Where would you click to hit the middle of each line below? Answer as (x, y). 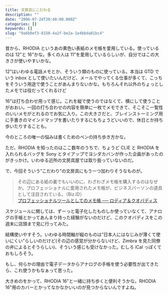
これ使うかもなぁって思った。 (45, 270)
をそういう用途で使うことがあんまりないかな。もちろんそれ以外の (73, 84)
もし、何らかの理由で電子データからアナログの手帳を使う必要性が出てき (80, 264)
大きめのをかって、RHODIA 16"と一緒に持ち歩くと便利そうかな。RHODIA (81, 281)
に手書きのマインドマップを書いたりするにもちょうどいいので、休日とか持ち (84, 120)
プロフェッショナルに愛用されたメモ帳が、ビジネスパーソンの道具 (95, 188)
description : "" (22, 15)
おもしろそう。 (21, 253)
